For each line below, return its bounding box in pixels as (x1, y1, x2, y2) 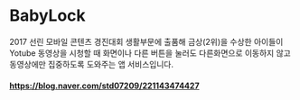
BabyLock (9, 5, 86, 26)
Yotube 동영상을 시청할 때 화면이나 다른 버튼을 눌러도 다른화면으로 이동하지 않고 (9, 47, 291, 59)
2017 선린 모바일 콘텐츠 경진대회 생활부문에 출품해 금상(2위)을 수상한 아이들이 (9, 36, 284, 47)
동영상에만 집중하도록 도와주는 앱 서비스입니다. (9, 59, 174, 69)
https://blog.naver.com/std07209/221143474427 (9, 80, 201, 91)
